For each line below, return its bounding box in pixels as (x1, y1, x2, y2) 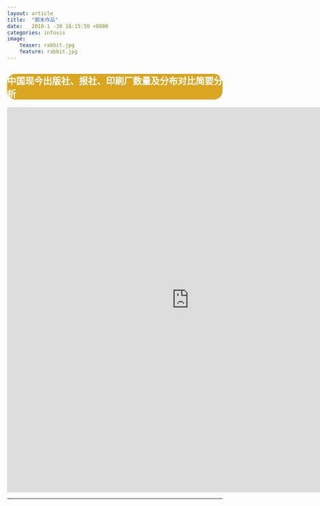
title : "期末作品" (7, 16, 59, 23)
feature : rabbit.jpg (19, 49, 78, 55)
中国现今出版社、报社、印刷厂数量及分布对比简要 (7, 75, 214, 87)
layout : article (7, 10, 53, 17)
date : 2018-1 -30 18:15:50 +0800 (7, 23, 109, 29)
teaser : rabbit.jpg (19, 42, 75, 49)
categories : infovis (7, 29, 66, 36)
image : (7, 36, 26, 42)
